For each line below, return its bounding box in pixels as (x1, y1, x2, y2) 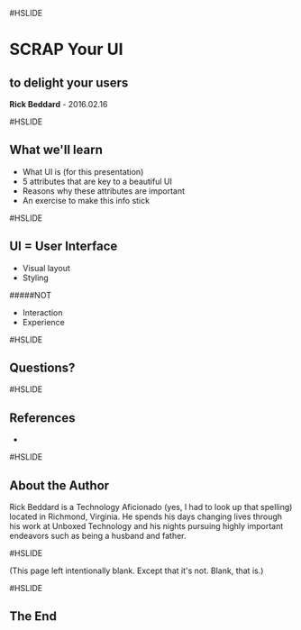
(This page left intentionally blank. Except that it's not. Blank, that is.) (9, 565, 264, 576)
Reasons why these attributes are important (22, 185, 186, 196)
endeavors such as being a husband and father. (9, 531, 187, 542)
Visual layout (22, 262, 70, 273)
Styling (22, 272, 50, 283)
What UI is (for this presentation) (22, 166, 144, 177)
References (9, 410, 76, 425)
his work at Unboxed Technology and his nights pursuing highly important (9, 521, 284, 532)
